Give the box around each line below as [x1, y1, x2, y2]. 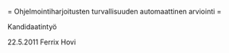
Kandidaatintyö [7, 22, 57, 31]
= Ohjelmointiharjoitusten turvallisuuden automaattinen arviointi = [7, 7, 222, 16]
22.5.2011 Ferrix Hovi [7, 37, 76, 47]
